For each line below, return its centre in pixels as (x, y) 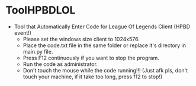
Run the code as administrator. (60, 64)
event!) (23, 32)
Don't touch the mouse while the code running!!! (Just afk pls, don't (105, 70)
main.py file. (38, 51)
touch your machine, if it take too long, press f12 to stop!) (93, 77)
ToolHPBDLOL (41, 10)
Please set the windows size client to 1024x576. (81, 39)
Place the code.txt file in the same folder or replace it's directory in (104, 45)
